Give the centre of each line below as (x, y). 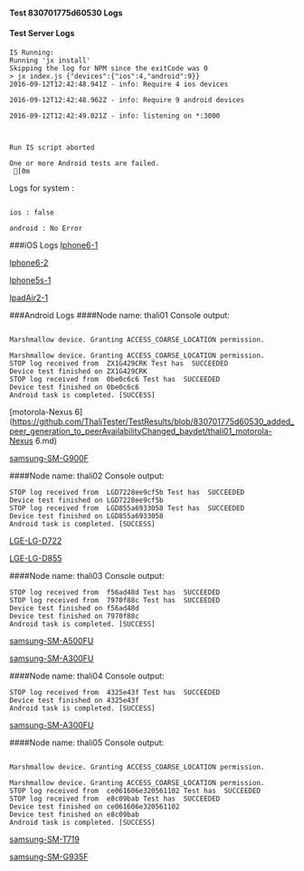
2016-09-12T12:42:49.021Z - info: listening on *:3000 (115, 116)
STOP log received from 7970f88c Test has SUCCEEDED (115, 600)
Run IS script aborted (52, 147)
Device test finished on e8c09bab (75, 814)
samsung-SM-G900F (49, 458)
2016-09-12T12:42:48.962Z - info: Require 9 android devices (127, 99)
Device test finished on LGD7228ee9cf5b (87, 500)
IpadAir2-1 (28, 298)
